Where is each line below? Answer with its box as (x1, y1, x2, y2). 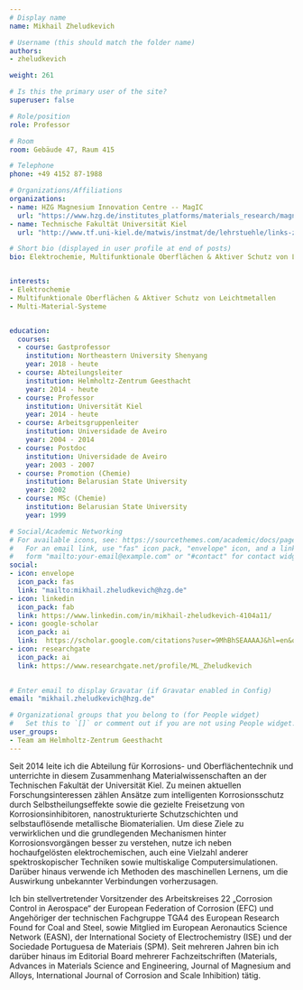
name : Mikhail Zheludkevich (9, 22, 115, 31)
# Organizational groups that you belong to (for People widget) (9, 710, 260, 720)
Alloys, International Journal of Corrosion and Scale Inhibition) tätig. (9, 969, 262, 980)
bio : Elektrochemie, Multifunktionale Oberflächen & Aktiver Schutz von (9, 253, 289, 262)
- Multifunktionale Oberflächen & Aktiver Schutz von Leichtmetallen (9, 293, 277, 302)
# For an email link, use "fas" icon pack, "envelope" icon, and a (9, 543, 277, 553)
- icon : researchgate (9, 644, 91, 653)
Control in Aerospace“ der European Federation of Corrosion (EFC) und (9, 902, 274, 913)
